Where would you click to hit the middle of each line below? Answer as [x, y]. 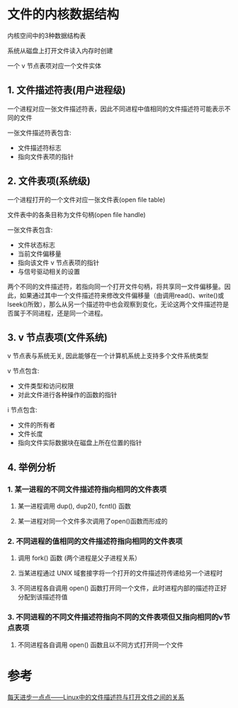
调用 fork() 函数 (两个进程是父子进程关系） [79, 558]
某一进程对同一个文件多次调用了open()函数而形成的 [92, 521]
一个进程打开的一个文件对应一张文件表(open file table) [86, 199]
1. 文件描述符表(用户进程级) [67, 90]
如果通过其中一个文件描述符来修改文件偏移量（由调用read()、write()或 [122, 295]
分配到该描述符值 [42, 597]
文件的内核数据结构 [63, 15]
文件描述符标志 [39, 148]
